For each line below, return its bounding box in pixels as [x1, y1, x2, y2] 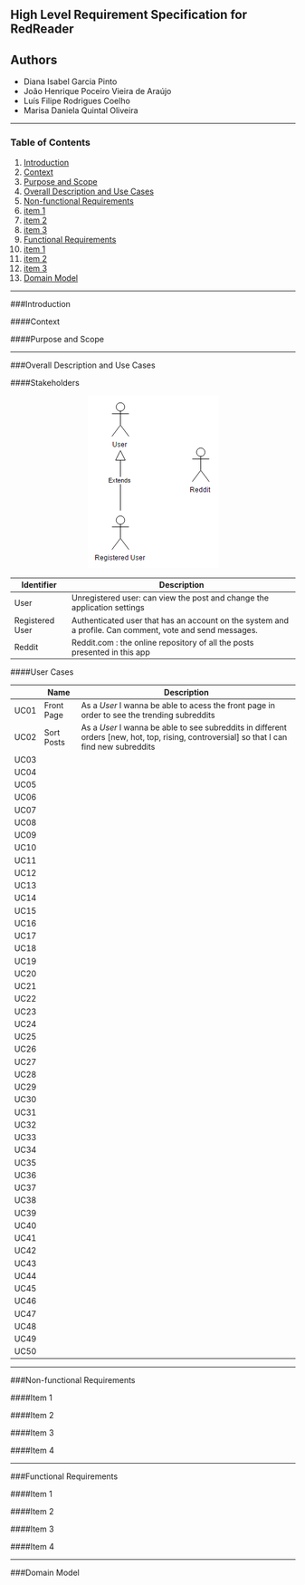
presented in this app [71, 647, 150, 658]
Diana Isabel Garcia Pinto [23, 76, 118, 87]
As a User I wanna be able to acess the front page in [81, 700, 275, 710]
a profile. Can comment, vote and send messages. [71, 624, 259, 635]
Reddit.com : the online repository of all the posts [71, 637, 254, 648]
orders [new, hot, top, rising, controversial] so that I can [81, 732, 288, 743]
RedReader [10, 22, 75, 37]
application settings [71, 602, 145, 613]
